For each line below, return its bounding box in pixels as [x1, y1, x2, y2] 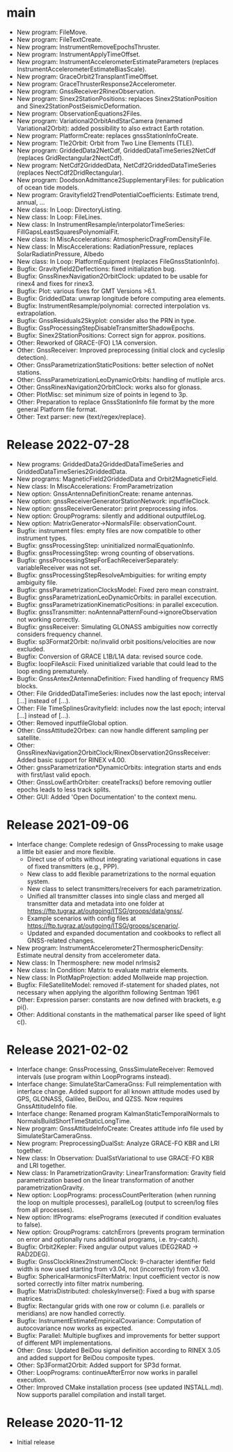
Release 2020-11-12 [6, 1414, 123, 1430]
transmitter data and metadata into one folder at [26, 899, 165, 908]
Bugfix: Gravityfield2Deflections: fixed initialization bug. [16, 265, 177, 273]
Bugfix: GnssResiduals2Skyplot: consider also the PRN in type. [16, 316, 196, 324]
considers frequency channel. [16, 630, 103, 638]
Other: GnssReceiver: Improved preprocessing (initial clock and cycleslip [16, 346, 225, 354]
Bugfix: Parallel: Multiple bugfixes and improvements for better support [16, 1331, 220, 1339]
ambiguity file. [16, 578, 58, 586]
